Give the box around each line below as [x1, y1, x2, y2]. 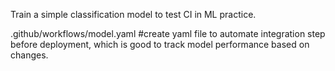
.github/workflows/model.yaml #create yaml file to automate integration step [10, 28, 326, 39]
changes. [10, 49, 49, 61]
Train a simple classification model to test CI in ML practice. [10, 9, 257, 20]
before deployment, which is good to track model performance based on [10, 39, 310, 50]
